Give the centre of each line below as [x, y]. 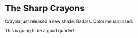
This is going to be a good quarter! [40, 30]
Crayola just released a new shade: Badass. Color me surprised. [69, 21]
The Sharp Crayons [45, 8]
